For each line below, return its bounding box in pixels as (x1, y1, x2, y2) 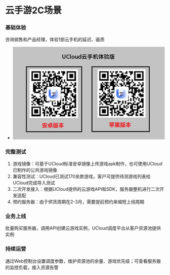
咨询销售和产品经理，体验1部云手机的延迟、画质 (5, 37, 105, 43)
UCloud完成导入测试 (12, 180, 56, 186)
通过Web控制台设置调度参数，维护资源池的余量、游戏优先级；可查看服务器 (5, 258, 161, 264)
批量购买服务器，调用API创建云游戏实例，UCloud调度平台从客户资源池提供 (5, 225, 161, 231)
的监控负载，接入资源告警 (5, 264, 59, 270)
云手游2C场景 (5, 5, 62, 16)
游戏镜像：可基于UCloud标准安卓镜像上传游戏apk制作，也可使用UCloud (12, 161, 163, 167)
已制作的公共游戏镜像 (12, 167, 57, 173)
